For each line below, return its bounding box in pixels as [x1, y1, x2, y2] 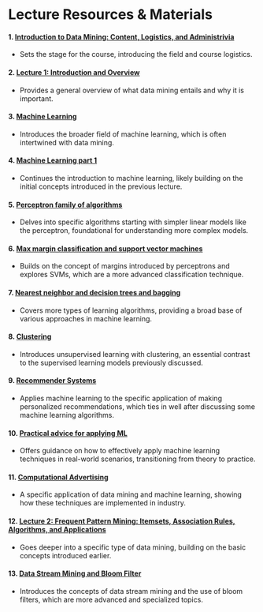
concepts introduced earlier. [19, 550, 112, 560]
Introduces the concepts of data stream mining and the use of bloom [19, 586, 243, 595]
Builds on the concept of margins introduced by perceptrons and [19, 261, 230, 271]
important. [19, 93, 54, 103]
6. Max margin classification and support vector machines [8, 243, 203, 253]
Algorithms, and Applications [8, 525, 106, 535]
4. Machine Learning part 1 [8, 156, 98, 165]
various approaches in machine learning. [19, 314, 152, 323]
